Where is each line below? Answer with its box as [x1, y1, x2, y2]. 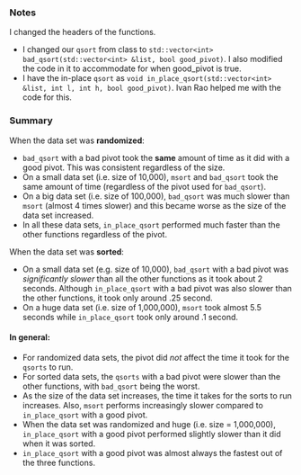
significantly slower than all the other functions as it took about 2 [22, 273, 263, 284]
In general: [9, 332, 51, 343]
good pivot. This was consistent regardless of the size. [22, 162, 226, 173]
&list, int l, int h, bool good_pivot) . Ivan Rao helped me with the [22, 83, 281, 94]
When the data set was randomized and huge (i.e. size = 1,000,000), [22, 418, 276, 429]
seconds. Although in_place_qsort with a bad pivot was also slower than [22, 282, 292, 293]
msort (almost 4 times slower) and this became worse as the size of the [22, 200, 287, 211]
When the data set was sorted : [9, 246, 124, 257]
